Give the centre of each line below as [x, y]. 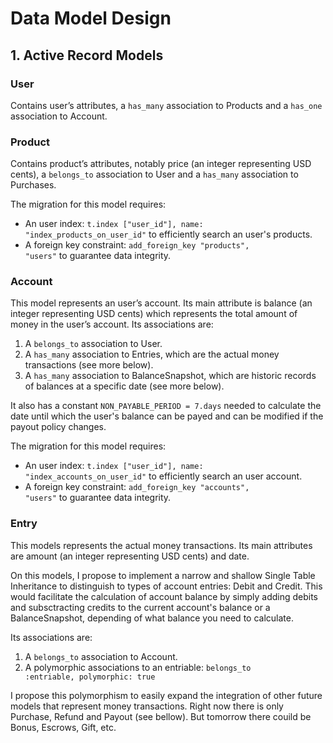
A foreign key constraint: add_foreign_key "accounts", [137, 487]
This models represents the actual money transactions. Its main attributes [161, 545]
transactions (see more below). [89, 365]
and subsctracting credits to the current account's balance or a [140, 607]
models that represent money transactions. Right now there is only [147, 706]
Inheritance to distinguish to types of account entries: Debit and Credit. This [166, 586]
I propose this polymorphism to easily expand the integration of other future [166, 695]
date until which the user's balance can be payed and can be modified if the [167, 416]
